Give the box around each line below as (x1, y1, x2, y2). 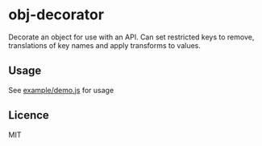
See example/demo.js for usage (8, 85, 114, 95)
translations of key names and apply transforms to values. (8, 40, 202, 50)
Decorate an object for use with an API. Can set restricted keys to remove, (8, 32, 255, 42)
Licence (8, 108, 50, 122)
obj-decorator (8, 6, 105, 24)
